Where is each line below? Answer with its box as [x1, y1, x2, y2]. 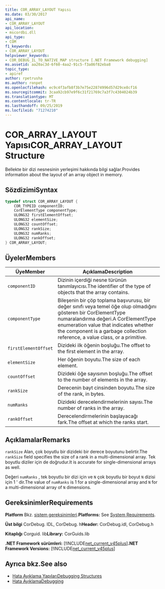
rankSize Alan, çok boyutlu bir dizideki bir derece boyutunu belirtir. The [5, 449, 148, 455]
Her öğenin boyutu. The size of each [57, 356, 141, 363]
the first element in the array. [57, 348, 124, 355]
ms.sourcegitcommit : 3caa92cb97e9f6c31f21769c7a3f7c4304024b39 [5, 90, 137, 95]
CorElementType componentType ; [14, 208, 78, 213]
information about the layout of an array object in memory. [5, 171, 123, 177]
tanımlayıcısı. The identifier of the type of [57, 283, 151, 290]
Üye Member [15, 268, 45, 275]
